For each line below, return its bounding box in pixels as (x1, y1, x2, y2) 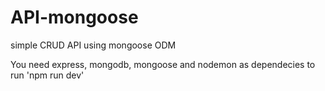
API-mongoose (10, 6, 139, 29)
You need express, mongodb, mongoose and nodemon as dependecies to (10, 58, 316, 70)
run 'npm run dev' (10, 69, 85, 81)
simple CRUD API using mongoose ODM (10, 39, 177, 51)
